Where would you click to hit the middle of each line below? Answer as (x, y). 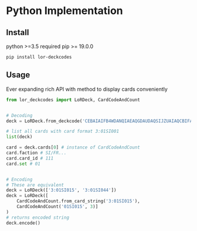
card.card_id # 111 (30, 158)
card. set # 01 (23, 164)
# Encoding (19, 180)
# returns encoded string (38, 218)
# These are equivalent (35, 185)
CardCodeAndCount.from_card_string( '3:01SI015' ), (79, 201)
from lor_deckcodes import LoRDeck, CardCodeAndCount (73, 100)
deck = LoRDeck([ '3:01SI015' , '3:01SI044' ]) (61, 190)
